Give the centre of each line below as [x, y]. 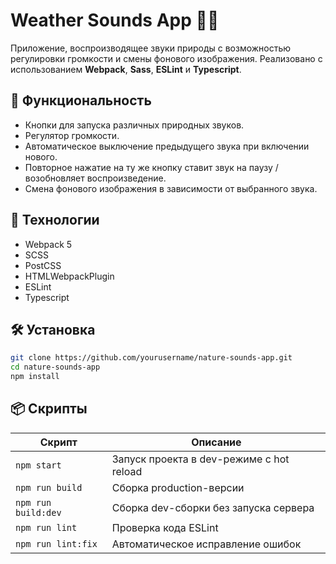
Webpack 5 [48, 244]
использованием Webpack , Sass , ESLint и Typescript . [126, 69]
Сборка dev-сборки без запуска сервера [213, 507]
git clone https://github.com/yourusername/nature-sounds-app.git [151, 358]
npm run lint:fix [56, 543]
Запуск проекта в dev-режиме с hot [200, 459]
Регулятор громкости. [72, 135]
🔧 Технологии [55, 220]
